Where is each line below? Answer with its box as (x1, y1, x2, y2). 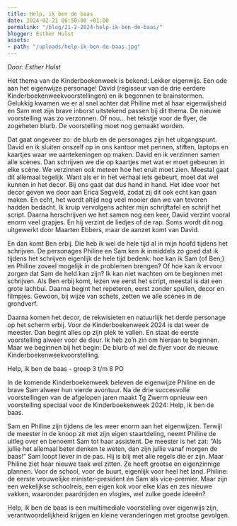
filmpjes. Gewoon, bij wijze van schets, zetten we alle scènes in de (7, 292, 202, 300)
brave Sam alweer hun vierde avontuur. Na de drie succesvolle (7, 386, 190, 394)
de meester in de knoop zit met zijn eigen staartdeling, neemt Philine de (7, 430, 216, 438)
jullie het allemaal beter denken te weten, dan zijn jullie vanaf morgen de (7, 445, 218, 453)
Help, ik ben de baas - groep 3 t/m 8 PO (7, 365, 124, 372)
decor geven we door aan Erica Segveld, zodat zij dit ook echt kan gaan (7, 188, 217, 196)
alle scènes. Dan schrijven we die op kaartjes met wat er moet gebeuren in (7, 158, 225, 166)
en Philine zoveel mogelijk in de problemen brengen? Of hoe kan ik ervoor (7, 262, 223, 270)
